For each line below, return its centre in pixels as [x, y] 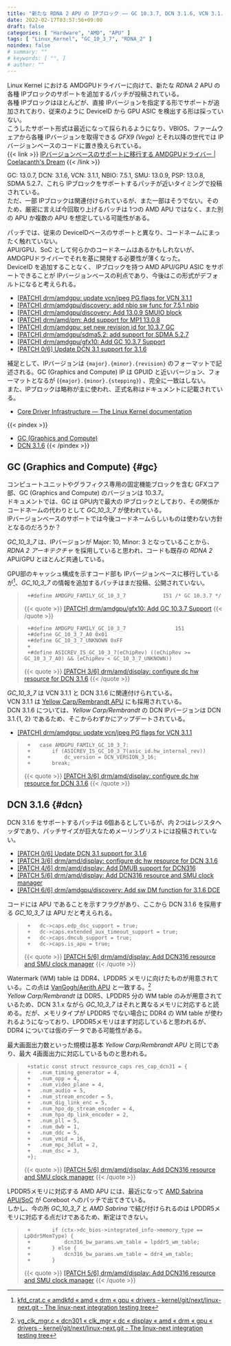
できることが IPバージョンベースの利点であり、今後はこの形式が [110, 275]
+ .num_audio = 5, [56, 1091]
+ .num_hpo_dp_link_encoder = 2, [78, 1115]
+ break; [49, 764]
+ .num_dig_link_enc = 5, [67, 1102]
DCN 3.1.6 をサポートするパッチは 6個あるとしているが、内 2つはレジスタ [111, 822]
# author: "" [26, 65]
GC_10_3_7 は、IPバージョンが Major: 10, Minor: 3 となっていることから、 [110, 542]
